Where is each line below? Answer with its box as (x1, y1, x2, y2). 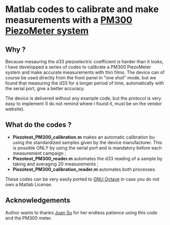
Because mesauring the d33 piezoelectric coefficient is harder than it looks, (5, 59, 164, 64)
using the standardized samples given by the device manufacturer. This (12, 139, 162, 145)
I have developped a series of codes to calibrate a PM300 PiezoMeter (5, 64, 151, 70)
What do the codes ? (5, 120, 72, 129)
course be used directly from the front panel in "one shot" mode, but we (5, 75, 156, 80)
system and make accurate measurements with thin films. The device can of (5, 69, 165, 75)
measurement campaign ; (12, 150, 66, 156)
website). (5, 106, 25, 112)
